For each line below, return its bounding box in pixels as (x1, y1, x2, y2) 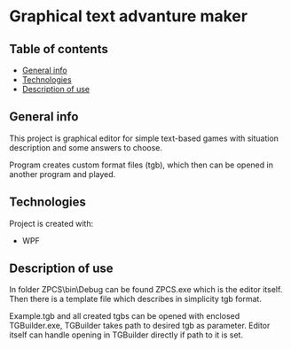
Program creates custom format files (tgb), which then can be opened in (9, 159, 273, 170)
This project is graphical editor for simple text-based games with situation (9, 133, 279, 143)
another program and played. (9, 168, 116, 179)
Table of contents (9, 42, 108, 57)
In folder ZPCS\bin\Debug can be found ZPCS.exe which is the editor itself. (9, 284, 283, 295)
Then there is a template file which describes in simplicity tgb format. (9, 294, 262, 305)
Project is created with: (9, 218, 94, 229)
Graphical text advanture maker (9, 6, 248, 27)
